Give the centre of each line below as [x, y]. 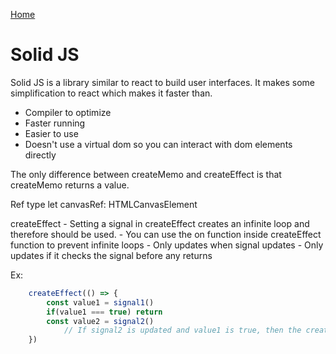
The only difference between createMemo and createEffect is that [146, 174]
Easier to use [51, 133]
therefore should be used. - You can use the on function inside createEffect [166, 234]
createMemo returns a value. [70, 185]
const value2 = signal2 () [100, 321]
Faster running [55, 123]
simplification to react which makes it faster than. [111, 93]
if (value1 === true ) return [104, 312]
